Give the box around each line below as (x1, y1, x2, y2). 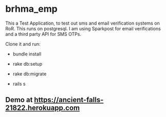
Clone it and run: (5, 41, 41, 47)
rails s (12, 81, 26, 87)
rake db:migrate (12, 70, 47, 77)
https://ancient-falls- (34, 95, 104, 104)
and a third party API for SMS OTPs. (5, 31, 81, 37)
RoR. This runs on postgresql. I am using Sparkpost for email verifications (5, 25, 161, 31)
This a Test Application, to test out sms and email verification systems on (5, 20, 160, 26)
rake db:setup (12, 61, 43, 67)
